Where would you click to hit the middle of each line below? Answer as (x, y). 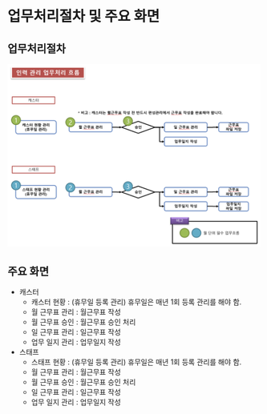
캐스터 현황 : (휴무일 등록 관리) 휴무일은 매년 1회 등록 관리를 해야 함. (136, 302)
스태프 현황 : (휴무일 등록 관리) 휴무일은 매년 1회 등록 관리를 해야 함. (136, 362)
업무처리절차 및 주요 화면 (84, 16)
